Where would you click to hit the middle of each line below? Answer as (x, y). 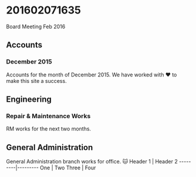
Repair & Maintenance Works (48, 116)
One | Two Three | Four (68, 168)
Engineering (29, 100)
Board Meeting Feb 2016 (36, 26)
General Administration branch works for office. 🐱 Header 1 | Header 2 (92, 162)
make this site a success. (36, 81)
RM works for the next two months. (49, 129)
